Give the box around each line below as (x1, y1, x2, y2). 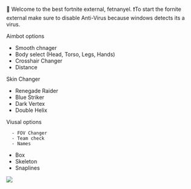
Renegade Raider (15, 88, 59, 94)
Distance (15, 64, 38, 70)
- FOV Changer (12, 130, 47, 136)
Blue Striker (15, 94, 44, 101)
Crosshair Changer (15, 57, 62, 64)
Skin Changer (6, 75, 41, 83)
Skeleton (15, 158, 38, 165)
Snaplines (15, 164, 41, 171)
